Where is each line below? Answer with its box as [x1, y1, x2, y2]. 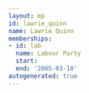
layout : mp [8, 11, 45, 20]
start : [15, 57, 38, 66]
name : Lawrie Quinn [8, 27, 74, 35]
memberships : [8, 34, 53, 43]
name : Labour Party [15, 49, 82, 57]
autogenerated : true [8, 72, 78, 80]
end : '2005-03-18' [15, 65, 78, 73]
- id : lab [8, 42, 42, 50]
